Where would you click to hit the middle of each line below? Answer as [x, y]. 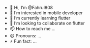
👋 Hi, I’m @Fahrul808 [31, 8]
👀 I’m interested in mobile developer [46, 13]
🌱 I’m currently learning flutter [40, 18]
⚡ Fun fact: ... [23, 41]
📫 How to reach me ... [32, 29]
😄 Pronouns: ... [26, 36]
